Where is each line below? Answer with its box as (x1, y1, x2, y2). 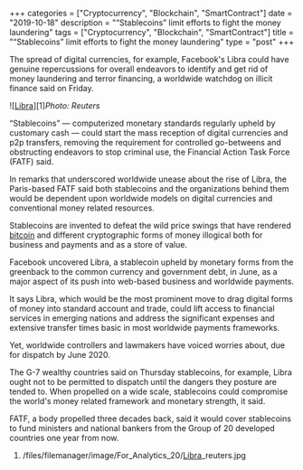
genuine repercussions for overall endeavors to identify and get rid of (9, 63, 269, 74)
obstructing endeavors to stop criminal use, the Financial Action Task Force (9, 146, 291, 157)
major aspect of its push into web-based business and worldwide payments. (9, 276, 294, 287)
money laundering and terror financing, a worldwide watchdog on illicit (9, 73, 273, 84)
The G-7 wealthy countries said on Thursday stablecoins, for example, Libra (9, 367, 292, 378)
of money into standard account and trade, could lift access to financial (9, 303, 275, 314)
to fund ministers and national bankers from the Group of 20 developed (9, 423, 276, 433)
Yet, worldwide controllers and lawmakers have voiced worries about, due (9, 340, 286, 351)
